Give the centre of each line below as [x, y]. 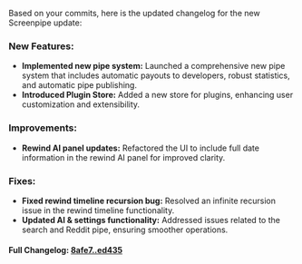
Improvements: [43, 128]
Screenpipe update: [45, 23]
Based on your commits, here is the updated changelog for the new [134, 13]
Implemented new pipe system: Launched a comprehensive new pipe [153, 66]
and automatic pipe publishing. [79, 85]
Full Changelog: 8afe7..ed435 [66, 250]
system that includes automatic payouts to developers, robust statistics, [156, 75]
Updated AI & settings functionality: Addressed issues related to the [151, 220]
